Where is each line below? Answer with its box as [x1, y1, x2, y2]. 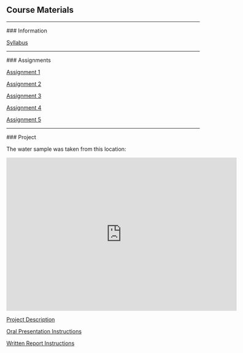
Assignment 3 [6, 92, 42, 99]
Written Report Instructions [6, 340, 75, 347]
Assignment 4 [6, 104, 42, 111]
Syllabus [6, 39, 28, 46]
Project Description [6, 316, 55, 323]
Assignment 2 [6, 80, 42, 88]
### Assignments [6, 56, 51, 64]
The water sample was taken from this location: [6, 145, 126, 153]
